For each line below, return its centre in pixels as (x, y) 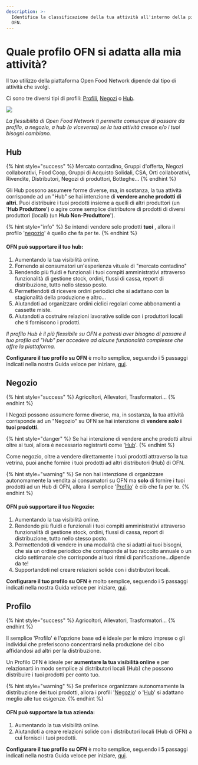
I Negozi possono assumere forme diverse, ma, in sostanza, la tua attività (95, 415)
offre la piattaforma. (31, 347)
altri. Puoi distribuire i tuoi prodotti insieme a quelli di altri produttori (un (93, 203)
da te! (22, 564)
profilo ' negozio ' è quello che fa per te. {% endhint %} (72, 233)
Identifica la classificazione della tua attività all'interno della (98, 17)
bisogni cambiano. (29, 134)
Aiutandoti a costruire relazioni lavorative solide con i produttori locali (99, 316)
